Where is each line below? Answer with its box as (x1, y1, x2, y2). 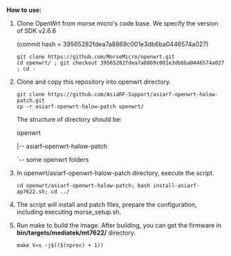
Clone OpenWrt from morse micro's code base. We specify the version (16, 19, 219, 27)
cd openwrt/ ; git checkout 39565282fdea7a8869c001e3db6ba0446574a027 (16, 60, 225, 66)
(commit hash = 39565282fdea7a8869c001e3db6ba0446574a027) (16, 40, 209, 48)
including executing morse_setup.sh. (16, 208, 122, 216)
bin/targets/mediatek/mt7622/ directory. (16, 228, 136, 237)
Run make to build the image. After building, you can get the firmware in (16, 221, 222, 229)
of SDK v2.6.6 (16, 27, 57, 35)
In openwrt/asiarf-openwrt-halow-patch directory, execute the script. (16, 169, 215, 177)
